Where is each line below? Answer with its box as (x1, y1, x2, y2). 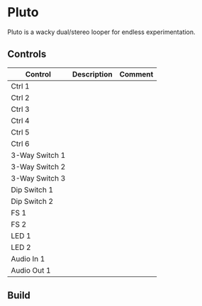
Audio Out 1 (11, 265, 51, 275)
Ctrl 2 (11, 93, 30, 103)
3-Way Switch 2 (11, 161, 66, 171)
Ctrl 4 (11, 115, 30, 125)
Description (72, 69, 113, 79)
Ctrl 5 (11, 127, 30, 137)
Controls (7, 48, 47, 60)
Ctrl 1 (11, 81, 30, 91)
